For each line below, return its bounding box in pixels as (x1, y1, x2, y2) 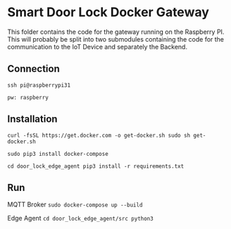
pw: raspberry (7, 94, 49, 101)
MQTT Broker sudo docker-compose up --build (7, 200, 143, 209)
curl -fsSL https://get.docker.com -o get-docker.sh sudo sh (7, 132, 191, 139)
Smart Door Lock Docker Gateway (7, 4, 210, 20)
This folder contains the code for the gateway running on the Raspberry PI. (7, 27, 225, 36)
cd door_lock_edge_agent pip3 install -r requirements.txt (7, 163, 185, 170)
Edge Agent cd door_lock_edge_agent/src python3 (7, 214, 154, 223)
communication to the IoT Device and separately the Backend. (7, 42, 188, 51)
